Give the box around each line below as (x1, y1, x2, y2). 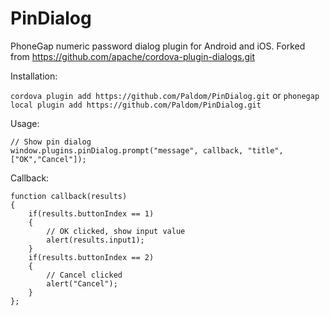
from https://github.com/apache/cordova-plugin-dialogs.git (10, 50, 256, 62)
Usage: (10, 117, 40, 129)
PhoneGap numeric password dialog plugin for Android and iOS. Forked (10, 40, 306, 52)
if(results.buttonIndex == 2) (28, 252, 155, 262)
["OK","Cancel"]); (10, 154, 87, 164)
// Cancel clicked (46, 270, 123, 280)
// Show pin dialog (10, 137, 92, 147)
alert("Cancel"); (46, 278, 118, 289)
